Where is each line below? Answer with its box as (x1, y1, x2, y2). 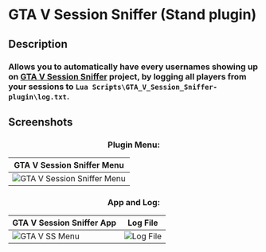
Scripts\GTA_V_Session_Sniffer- (92, 82, 217, 91)
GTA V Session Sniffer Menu (14, 160, 125, 171)
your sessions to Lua (8, 81, 89, 92)
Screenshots (8, 115, 73, 129)
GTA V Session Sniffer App (12, 217, 117, 228)
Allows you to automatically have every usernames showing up (8, 61, 259, 72)
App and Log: (107, 197, 161, 208)
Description (8, 37, 68, 51)
